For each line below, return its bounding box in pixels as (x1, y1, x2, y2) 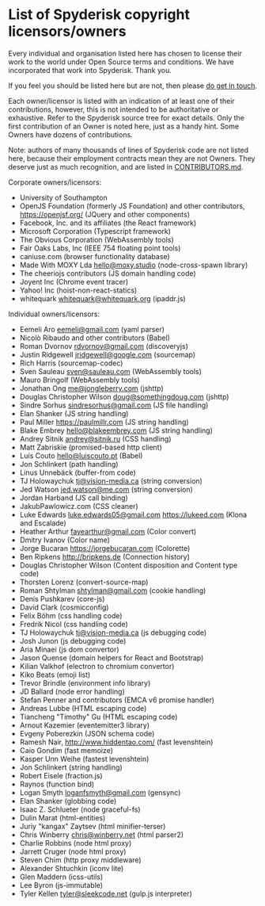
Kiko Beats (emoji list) (19, 670, 91, 679)
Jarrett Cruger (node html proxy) (19, 847, 127, 856)
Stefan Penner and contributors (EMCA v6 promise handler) (19, 695, 215, 705)
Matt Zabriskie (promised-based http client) (19, 442, 162, 452)
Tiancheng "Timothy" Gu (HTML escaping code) (19, 712, 178, 721)
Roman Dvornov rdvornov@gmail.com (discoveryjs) (19, 341, 188, 350)
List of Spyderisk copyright (8, 6, 190, 24)
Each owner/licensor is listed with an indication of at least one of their (8, 96, 235, 105)
